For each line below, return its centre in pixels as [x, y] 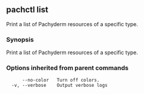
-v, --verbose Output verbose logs [60, 86]
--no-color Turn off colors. [61, 80]
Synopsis [20, 39]
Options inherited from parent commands [68, 68]
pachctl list [27, 10]
